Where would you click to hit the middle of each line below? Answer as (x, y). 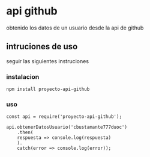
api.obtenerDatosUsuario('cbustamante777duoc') (67, 128)
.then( (25, 133)
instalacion (23, 76)
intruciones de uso (42, 47)
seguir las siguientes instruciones (47, 61)
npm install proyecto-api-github (48, 89)
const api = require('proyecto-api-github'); (64, 117)
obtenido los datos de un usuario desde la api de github (75, 28)
